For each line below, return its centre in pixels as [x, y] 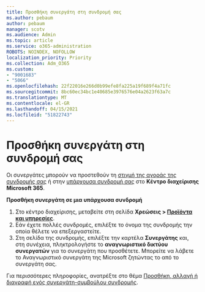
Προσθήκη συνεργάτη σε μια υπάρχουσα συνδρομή [74, 200]
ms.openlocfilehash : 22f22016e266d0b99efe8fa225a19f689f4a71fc [89, 86]
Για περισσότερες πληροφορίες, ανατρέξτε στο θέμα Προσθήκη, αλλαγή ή [102, 276]
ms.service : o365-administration [49, 47]
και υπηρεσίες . [35, 218]
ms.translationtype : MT [37, 98]
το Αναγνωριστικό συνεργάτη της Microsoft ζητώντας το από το [97, 258]
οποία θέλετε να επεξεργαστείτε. [58, 231]
